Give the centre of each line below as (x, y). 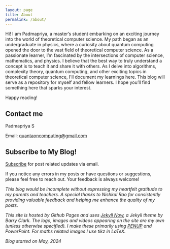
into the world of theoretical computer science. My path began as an (77, 39)
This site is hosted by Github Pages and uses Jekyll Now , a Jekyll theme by (84, 215)
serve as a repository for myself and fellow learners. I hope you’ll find (78, 82)
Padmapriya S (20, 126)
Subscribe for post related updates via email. (52, 164)
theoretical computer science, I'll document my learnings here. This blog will (85, 77)
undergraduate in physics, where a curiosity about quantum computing (79, 45)
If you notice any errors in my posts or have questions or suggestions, (78, 174)
